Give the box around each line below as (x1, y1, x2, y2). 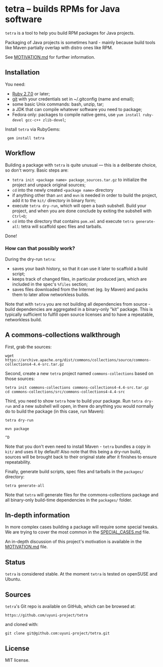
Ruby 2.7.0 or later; (12, 90, 50, 96)
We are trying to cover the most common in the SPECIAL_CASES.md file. (5, 529, 150, 535)
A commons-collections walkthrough (5, 331, 121, 339)
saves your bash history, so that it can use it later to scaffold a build (12, 266, 147, 271)
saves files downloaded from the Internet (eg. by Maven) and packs (12, 286, 148, 292)
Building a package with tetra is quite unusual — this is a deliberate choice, (5, 162, 157, 168)
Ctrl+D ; (12, 213, 27, 219)
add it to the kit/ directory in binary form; (12, 197, 96, 203)
